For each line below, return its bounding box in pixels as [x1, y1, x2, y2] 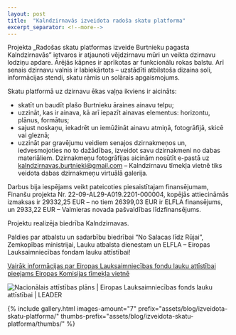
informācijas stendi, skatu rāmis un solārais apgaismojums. [7, 73, 180, 82]
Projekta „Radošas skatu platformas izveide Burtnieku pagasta [7, 43, 190, 52]
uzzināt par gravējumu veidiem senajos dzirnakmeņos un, [17, 139, 187, 147]
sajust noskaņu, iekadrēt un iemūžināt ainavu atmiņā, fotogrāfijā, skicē [17, 124, 224, 132]
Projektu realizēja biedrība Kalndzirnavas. [7, 219, 129, 228]
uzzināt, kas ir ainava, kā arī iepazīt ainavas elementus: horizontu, [17, 108, 211, 117]
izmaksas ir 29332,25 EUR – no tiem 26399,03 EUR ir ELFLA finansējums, [7, 198, 222, 206]
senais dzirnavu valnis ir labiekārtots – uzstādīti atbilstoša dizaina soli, [7, 65, 213, 75]
